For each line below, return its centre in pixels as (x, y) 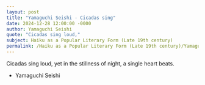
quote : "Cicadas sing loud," (43, 35)
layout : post (23, 12)
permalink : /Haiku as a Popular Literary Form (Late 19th (81, 46)
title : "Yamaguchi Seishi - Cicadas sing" (61, 18)
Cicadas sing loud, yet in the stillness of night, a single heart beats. (91, 63)
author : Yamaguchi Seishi (39, 29)
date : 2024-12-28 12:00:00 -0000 (49, 23)
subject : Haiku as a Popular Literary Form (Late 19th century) (90, 40)
